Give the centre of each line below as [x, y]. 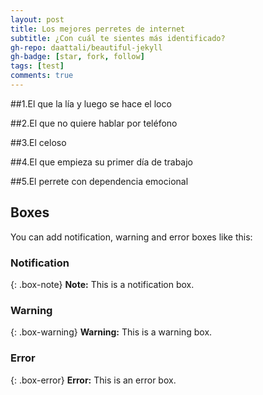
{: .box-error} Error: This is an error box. [93, 380]
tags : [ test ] [37, 66]
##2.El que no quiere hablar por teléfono [94, 123]
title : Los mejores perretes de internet [98, 29]
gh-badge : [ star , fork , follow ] [77, 57]
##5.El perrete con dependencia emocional [99, 181]
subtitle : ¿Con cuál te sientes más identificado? [118, 38]
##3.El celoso [38, 142]
